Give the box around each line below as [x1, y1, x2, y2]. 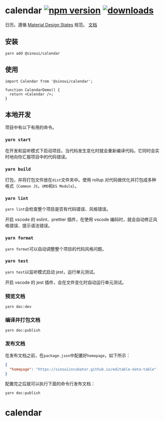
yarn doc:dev [5, 305, 32, 309]
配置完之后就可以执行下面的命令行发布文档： [5, 381, 95, 387]
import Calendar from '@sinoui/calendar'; [5, 79, 93, 84]
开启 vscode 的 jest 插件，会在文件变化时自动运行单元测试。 [5, 279, 126, 285]
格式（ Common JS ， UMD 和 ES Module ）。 [5, 183, 79, 189]
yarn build [5, 166, 31, 172]
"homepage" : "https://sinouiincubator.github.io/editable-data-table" [9, 366, 157, 372]
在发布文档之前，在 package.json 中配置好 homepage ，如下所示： [5, 352, 131, 358]
